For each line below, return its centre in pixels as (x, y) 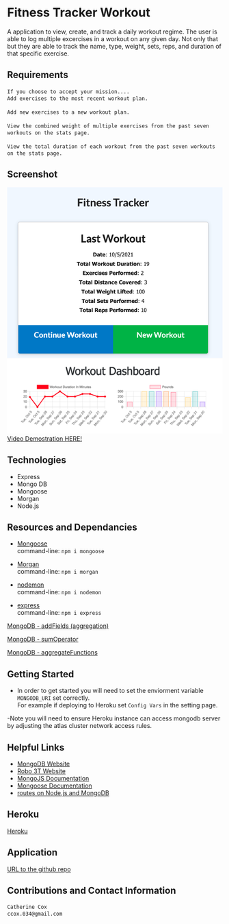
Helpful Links (36, 747)
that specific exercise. (38, 53)
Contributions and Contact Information (92, 890)
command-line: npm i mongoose (60, 551)
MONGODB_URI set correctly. (53, 698)
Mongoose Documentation (54, 786)
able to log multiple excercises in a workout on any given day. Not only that (113, 38)
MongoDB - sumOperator (43, 640)
